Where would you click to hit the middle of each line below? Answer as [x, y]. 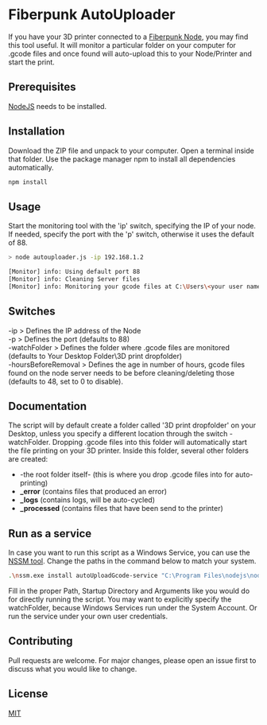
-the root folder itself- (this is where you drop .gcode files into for [127, 474]
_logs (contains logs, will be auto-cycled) [87, 500]
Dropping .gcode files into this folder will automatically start [150, 442]
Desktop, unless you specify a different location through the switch [118, 434]
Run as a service [50, 534]
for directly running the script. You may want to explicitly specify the [120, 599]
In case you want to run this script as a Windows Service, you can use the [129, 553]
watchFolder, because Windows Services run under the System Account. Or [133, 608]
